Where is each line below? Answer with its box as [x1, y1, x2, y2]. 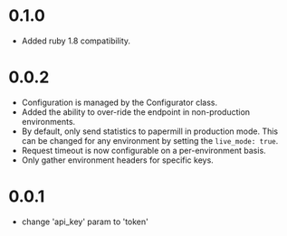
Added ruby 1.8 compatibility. [21, 35, 131, 46]
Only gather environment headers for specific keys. [21, 155, 214, 165]
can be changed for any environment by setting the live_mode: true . [21, 135, 279, 146]
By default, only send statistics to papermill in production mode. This [21, 126, 278, 137]
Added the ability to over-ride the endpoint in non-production [21, 106, 251, 118]
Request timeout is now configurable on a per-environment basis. [21, 145, 266, 156]
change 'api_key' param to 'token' [21, 216, 148, 227]
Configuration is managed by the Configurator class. [21, 97, 218, 108]
